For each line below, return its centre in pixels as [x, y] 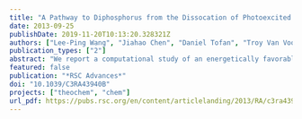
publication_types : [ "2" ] [58, 51]
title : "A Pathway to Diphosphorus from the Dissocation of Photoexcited [151, 17]
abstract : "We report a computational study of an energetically [134, 59]
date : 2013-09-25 [42, 26]
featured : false [40, 68]
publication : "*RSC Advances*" [68, 76]
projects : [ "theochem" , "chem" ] [70, 92]
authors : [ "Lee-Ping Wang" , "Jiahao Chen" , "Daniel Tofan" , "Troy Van [144, 42]
